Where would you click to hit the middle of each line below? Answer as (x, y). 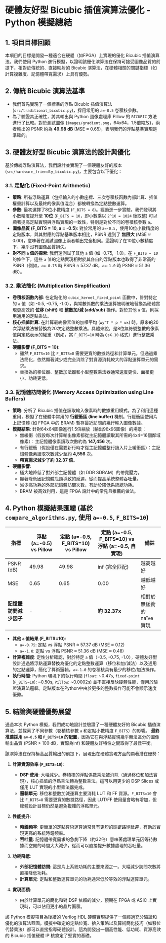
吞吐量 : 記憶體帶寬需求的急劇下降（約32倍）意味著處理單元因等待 (86, 839)
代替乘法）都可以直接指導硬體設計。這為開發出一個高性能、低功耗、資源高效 (83, 930)
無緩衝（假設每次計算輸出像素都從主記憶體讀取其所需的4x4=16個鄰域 (90, 435)
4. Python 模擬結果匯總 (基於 (49, 508)
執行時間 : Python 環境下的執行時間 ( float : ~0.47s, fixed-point (76, 676)
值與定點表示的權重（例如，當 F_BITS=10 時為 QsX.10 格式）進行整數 (81, 335)
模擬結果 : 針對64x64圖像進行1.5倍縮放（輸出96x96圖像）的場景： (79, 429)
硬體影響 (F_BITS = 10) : (36, 347)
